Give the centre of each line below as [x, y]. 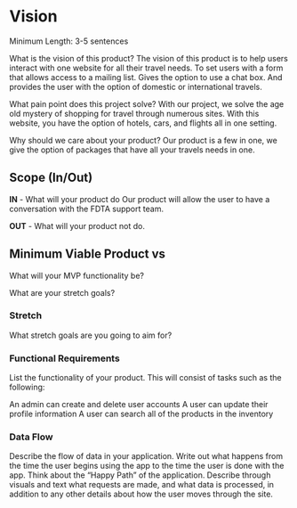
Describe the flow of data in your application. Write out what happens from [146, 456]
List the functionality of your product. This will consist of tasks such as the [145, 378]
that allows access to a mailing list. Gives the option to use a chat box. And [146, 77]
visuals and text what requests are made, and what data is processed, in [141, 485]
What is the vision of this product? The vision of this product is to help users [149, 58]
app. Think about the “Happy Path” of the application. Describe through [140, 475]
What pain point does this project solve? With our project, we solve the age [147, 103]
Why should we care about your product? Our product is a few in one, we [143, 140]
